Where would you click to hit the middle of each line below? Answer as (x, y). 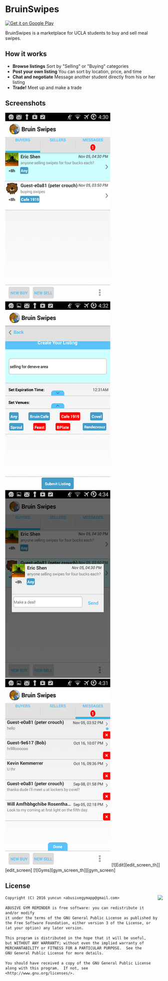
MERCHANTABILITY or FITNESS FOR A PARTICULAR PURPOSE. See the (73, 948)
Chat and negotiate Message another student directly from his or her (84, 77)
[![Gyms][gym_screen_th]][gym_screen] (74, 870)
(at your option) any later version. (44, 928)
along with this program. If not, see (47, 968)
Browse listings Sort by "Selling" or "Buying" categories (70, 66)
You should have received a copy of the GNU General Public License (78, 963)
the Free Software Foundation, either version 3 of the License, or (78, 923)
